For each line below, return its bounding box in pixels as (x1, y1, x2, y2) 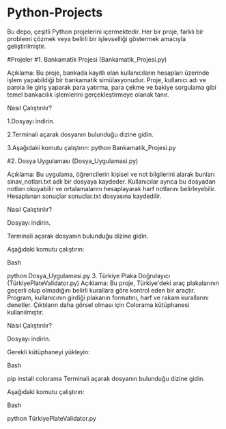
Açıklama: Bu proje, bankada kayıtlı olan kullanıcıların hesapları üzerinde (7, 69, 210, 77)
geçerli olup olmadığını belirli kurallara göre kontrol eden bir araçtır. (7, 286, 196, 294)
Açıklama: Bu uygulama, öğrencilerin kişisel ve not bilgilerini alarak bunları (7, 170, 215, 178)
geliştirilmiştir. (7, 42, 46, 50)
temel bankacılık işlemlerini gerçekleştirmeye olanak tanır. (7, 90, 169, 99)
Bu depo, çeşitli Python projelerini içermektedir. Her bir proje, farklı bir (7, 27, 203, 36)
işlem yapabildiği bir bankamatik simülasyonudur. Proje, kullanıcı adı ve (7, 75, 206, 84)
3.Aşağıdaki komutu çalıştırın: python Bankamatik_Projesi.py (7, 143, 176, 151)
